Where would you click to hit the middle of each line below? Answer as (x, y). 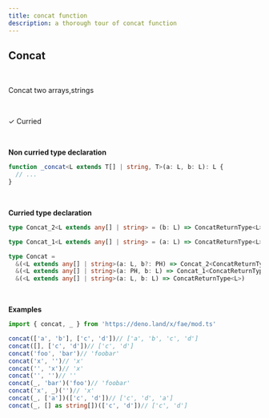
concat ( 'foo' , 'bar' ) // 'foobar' (64, 353)
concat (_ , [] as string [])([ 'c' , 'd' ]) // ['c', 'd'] (98, 405)
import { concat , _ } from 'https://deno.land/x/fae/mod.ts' (112, 324)
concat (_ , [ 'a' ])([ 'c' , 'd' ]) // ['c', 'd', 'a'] (91, 398)
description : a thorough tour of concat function (93, 23)
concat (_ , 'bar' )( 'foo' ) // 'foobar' (69, 384)
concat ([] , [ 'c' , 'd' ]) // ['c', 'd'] (71, 346)
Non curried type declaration (57, 152)
